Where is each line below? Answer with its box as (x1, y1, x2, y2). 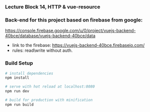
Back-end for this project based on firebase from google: (5, 16, 143, 23)
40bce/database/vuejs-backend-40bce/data (5, 33, 96, 39)
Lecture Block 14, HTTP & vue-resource (5, 3, 101, 10)
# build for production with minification (5, 98, 93, 103)
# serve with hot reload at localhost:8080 (5, 84, 95, 89)
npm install (5, 75, 29, 80)
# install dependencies (5, 71, 54, 76)
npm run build (5, 102, 34, 107)
